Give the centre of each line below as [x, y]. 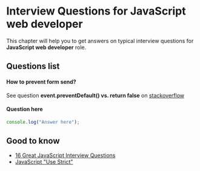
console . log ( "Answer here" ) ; [43, 122]
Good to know [33, 141]
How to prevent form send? [42, 82]
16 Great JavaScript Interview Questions [65, 155]
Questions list [33, 66]
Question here [25, 109]
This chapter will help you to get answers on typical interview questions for [100, 41]
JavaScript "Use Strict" [44, 162]
